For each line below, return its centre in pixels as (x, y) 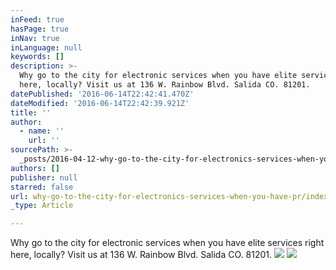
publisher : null (44, 177)
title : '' (31, 112)
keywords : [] (37, 57)
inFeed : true (37, 19)
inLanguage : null (46, 47)
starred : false (42, 187)
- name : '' (42, 131)
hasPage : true (40, 29)
